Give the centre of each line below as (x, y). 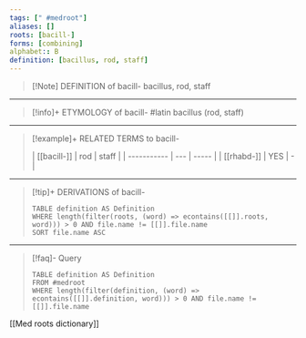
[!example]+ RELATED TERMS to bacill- (106, 138)
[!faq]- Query (56, 258)
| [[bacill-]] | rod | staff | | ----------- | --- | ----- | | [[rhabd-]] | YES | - (163, 156)
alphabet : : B (34, 52)
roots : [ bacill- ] (42, 35)
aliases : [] (32, 26)
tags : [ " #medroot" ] (49, 18)
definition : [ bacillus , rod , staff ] (79, 60)
